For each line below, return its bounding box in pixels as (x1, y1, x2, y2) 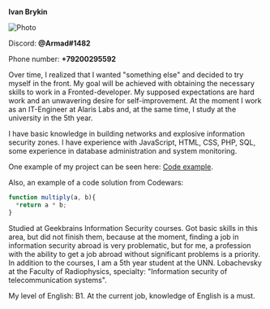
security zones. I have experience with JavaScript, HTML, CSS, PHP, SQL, (8, 137, 256, 147)
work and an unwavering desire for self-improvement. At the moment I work (8, 96, 262, 105)
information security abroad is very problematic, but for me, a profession (8, 240, 251, 250)
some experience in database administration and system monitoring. (8, 146, 238, 155)
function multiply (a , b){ (8, 194, 96, 202)
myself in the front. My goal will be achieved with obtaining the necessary (8, 79, 255, 88)
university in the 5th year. (8, 113, 93, 123)
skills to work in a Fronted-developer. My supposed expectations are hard (8, 87, 255, 97)
